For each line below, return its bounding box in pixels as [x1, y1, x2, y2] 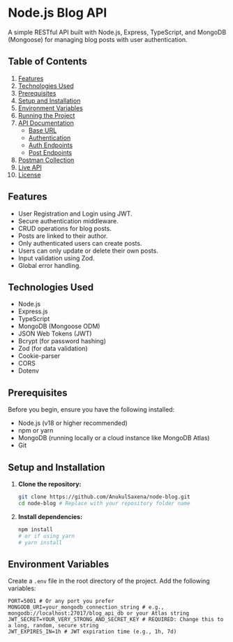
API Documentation [17, 119, 74, 127]
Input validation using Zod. [17, 253, 95, 262]
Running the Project [17, 111, 75, 119]
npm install [17, 525, 53, 533]
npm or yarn [17, 426, 54, 435]
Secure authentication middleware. [17, 216, 119, 225]
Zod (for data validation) [17, 344, 88, 353]
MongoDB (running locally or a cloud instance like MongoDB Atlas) [17, 434, 210, 442]
